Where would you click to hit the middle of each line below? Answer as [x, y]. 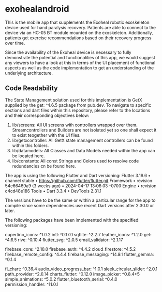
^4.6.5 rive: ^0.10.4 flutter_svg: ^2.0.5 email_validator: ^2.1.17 [64, 240]
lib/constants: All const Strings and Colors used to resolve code [75, 161]
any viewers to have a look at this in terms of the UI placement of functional [80, 63]
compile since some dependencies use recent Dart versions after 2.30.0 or [80, 205]
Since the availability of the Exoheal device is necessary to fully [68, 52]
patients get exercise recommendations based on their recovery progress [78, 38]
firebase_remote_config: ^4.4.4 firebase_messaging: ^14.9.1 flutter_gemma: [80, 254]
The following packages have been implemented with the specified [72, 220]
